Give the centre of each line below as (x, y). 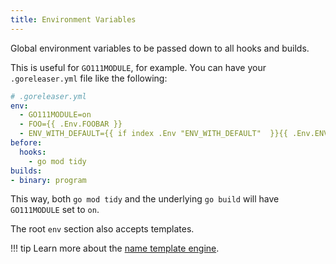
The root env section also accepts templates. (102, 229)
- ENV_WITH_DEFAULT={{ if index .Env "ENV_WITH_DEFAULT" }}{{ (153, 134)
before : (26, 143)
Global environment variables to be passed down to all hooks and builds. (160, 48)
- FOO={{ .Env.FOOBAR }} (71, 124)
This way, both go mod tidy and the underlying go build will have (145, 199)
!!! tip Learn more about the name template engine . (115, 248)
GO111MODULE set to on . (55, 210)
